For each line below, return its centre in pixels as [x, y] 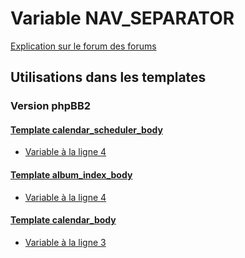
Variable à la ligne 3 [65, 242]
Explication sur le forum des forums [83, 46]
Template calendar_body [63, 220]
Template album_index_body [71, 175]
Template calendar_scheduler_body [86, 129]
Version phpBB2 [51, 106]
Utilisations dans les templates [108, 77]
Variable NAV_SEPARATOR [122, 18]
